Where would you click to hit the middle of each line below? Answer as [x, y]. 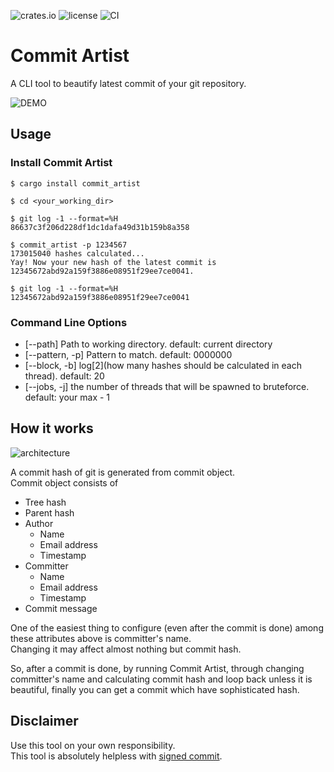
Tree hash [45, 502]
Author [39, 523]
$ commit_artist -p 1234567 [69, 245]
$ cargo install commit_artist [75, 183]
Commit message [61, 608]
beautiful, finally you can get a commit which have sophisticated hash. [155, 689]
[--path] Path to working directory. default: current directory [148, 344]
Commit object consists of [64, 482]
